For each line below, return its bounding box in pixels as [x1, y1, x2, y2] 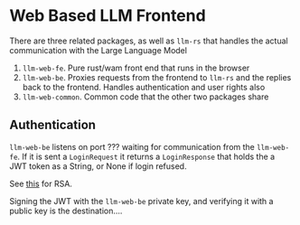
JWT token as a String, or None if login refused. [9, 160, 187, 172]
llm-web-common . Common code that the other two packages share [22, 91, 269, 102]
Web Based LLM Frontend [9, 5, 206, 26]
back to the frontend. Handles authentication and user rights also [22, 81, 266, 92]
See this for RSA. [9, 178, 72, 189]
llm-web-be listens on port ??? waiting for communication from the [9, 141, 256, 152]
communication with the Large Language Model [9, 44, 188, 55]
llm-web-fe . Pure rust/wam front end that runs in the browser [22, 62, 250, 73]
